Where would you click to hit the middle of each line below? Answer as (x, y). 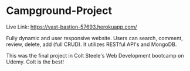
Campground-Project (59, 11)
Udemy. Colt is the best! (35, 62)
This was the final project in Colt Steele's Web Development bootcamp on (95, 55)
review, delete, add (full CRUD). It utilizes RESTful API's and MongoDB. (91, 44)
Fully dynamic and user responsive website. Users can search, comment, (94, 38)
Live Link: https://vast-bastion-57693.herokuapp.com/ (72, 27)
